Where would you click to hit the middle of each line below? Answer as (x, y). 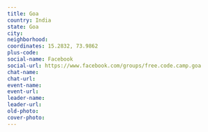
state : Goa (23, 27)
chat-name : (23, 72)
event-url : (23, 91)
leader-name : (26, 98)
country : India (29, 20)
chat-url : (22, 79)
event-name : (24, 85)
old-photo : (23, 111)
